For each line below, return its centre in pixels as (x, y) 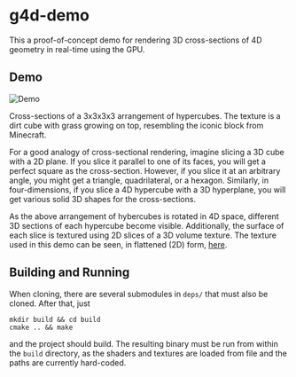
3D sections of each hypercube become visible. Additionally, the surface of (147, 225)
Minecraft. (28, 135)
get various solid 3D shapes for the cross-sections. (103, 199)
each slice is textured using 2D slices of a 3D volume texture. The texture (143, 235)
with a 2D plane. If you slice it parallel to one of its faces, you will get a (137, 161)
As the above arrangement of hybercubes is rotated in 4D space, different (144, 216)
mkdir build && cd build (55, 319)
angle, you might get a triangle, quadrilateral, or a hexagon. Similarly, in (139, 180)
